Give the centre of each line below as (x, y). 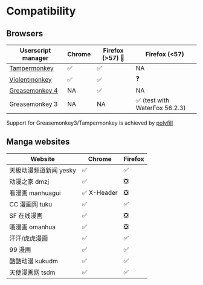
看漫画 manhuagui (35, 193)
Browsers (25, 34)
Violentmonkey (31, 79)
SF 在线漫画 (26, 215)
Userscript (35, 51)
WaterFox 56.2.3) (161, 108)
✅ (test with (153, 100)
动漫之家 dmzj (29, 182)
